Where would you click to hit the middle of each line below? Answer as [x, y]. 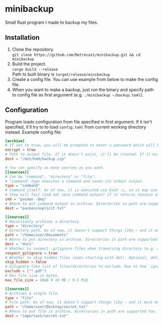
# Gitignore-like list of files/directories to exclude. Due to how [76, 267]
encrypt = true [20, 150]
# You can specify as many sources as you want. [55, 168]
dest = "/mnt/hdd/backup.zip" [36, 159]
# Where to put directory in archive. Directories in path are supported [81, 240]
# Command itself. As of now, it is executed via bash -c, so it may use [81, 190]
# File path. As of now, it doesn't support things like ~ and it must [79, 302]
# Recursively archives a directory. [43, 222]
